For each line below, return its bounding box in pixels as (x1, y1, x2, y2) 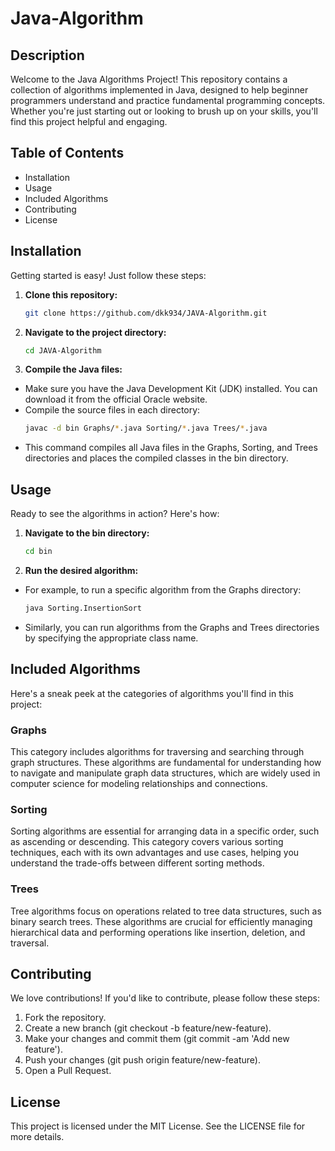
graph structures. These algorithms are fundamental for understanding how (10, 756, 322, 768)
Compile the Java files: (24, 363, 123, 376)
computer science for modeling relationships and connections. (10, 777, 268, 789)
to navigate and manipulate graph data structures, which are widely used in (10, 767, 321, 779)
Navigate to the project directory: (24, 326, 167, 338)
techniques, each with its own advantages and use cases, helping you (10, 847, 300, 859)
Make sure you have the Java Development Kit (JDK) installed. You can (24, 383, 318, 395)
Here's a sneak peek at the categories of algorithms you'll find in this (10, 687, 294, 699)
